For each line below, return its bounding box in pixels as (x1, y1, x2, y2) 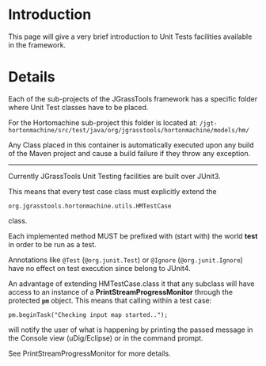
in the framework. (8, 40, 66, 49)
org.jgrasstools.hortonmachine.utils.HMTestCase (8, 202, 172, 210)
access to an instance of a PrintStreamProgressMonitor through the (8, 287, 234, 296)
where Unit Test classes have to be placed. (8, 102, 149, 112)
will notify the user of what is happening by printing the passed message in (8, 325, 253, 334)
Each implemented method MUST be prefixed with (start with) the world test (8, 231, 258, 241)
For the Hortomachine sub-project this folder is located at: (8, 117, 198, 128)
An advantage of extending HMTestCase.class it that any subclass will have (8, 279, 255, 288)
